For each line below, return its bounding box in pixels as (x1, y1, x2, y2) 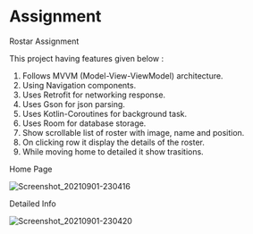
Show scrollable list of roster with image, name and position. (21, 127, 245, 138)
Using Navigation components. (21, 79, 137, 90)
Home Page (9, 163, 53, 174)
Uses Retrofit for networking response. (21, 89, 166, 100)
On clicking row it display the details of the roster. (21, 137, 206, 147)
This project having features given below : (9, 53, 164, 63)
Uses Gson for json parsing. (21, 98, 125, 109)
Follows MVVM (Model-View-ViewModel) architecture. (21, 70, 223, 81)
